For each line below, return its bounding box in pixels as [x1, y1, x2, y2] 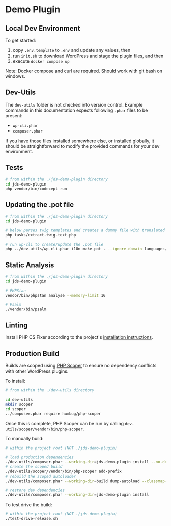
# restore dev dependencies [5, 488, 65, 493]
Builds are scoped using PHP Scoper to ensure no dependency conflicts [5, 363, 157, 369]
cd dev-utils [5, 397, 33, 402]
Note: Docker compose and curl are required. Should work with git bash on [5, 68, 163, 74]
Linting [5, 321, 28, 329]
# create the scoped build [5, 464, 63, 469]
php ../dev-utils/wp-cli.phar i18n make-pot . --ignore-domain [5, 246, 142, 252]
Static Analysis [5, 260, 54, 269]
